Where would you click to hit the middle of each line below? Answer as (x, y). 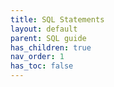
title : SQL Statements (57, 19)
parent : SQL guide (48, 38)
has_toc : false (42, 66)
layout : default (44, 29)
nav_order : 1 (37, 57)
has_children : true (51, 47)
